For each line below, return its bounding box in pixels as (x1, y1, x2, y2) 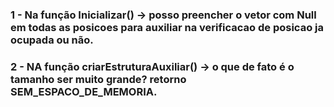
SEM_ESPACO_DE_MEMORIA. (10, 84, 158, 98)
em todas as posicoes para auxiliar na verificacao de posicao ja (10, 20, 324, 34)
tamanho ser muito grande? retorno (10, 72, 187, 86)
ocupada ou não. (10, 33, 94, 47)
